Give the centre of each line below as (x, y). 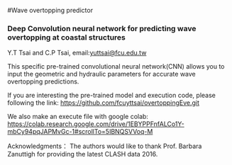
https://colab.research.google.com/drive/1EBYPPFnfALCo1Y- (96, 124)
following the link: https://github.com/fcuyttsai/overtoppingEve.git (104, 103)
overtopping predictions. (43, 81)
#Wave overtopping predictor (50, 10)
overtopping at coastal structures (66, 37)
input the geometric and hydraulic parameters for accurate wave (102, 74)
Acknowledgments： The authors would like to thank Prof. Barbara (105, 146)
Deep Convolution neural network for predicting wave (102, 28)
